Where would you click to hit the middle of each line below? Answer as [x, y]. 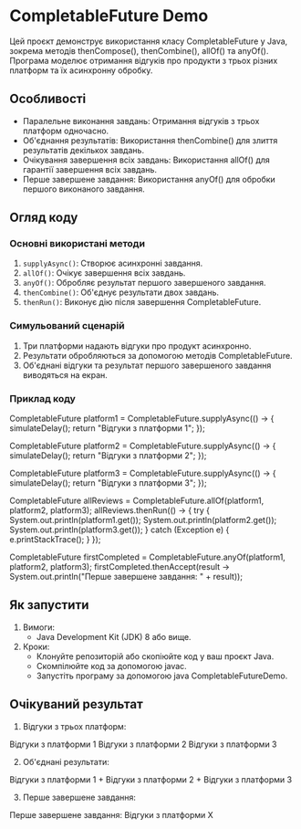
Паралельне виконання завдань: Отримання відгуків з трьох [141, 121]
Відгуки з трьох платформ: [74, 726]
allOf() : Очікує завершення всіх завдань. [104, 273]
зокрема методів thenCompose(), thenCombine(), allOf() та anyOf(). [139, 50]
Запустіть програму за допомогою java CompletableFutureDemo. [162, 676]
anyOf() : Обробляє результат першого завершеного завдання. [144, 283]
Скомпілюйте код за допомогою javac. [111, 666]
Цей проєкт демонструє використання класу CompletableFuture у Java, [149, 41]
